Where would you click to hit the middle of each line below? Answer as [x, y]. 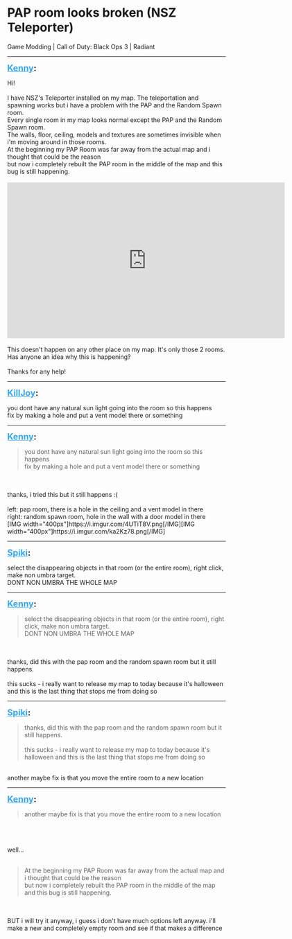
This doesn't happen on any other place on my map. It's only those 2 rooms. [116, 349]
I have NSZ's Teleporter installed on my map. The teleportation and [103, 98]
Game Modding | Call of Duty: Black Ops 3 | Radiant [81, 46]
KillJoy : [23, 393]
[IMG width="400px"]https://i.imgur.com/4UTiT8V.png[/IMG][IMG [101, 524]
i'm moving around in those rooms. [57, 142]
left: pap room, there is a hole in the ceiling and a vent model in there [105, 509]
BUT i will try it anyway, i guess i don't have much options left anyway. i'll [112, 920]
